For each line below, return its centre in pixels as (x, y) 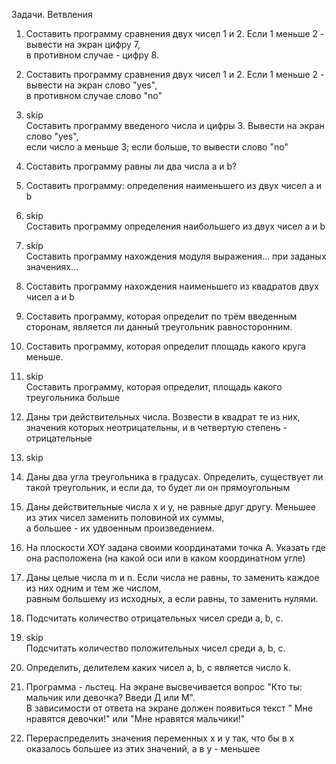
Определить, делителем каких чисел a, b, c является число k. (158, 667)
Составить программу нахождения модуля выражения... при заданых (176, 256)
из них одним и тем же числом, (93, 588)
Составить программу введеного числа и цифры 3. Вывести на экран (175, 125)
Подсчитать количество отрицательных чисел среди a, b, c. (154, 618)
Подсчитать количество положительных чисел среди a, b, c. (155, 648)
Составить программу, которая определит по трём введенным (161, 316)
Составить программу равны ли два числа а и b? (131, 166)
